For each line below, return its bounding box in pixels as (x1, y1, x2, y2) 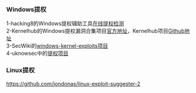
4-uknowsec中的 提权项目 (6, 49, 69, 57)
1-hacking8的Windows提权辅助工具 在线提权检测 (6, 20, 124, 27)
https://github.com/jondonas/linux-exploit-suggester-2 (6, 80, 141, 87)
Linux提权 (6, 66, 35, 75)
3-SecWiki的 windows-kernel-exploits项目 (6, 42, 108, 49)
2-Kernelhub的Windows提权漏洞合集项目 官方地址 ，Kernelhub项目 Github (6, 27, 185, 35)
